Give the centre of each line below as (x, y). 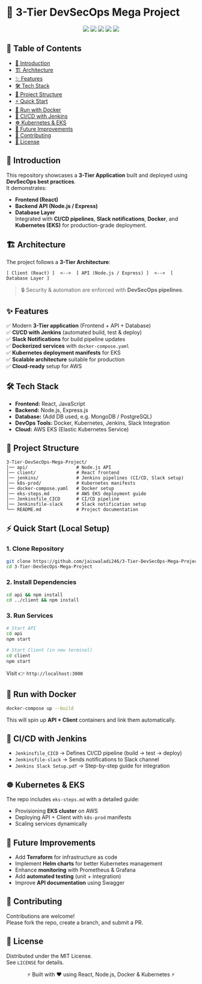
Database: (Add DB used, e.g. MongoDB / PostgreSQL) (83, 417)
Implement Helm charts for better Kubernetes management (89, 863)
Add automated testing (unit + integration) (68, 876)
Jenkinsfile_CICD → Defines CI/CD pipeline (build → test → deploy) (98, 753)
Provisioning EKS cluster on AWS (56, 811)
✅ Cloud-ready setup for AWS (44, 366)
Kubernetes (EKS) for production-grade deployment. (81, 225)
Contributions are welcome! (41, 916)
